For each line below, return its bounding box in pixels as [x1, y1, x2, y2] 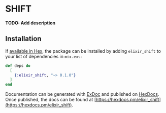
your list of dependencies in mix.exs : [5, 53, 82, 59]
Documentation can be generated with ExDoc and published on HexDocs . [5, 91, 159, 97]
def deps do [5, 63, 30, 68]
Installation [5, 34, 42, 43]
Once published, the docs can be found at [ [5, 97, 96, 103]
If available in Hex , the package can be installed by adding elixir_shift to [5, 48, 161, 54]
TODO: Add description [5, 20, 56, 26]
